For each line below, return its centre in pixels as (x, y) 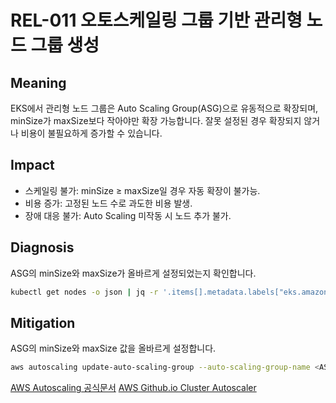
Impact (32, 165)
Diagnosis (42, 247)
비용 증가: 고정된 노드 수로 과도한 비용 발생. (108, 203)
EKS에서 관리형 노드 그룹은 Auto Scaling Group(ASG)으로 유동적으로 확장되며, (164, 108)
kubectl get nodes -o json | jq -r (84, 292)
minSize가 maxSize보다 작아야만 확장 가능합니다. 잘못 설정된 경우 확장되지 (156, 120)
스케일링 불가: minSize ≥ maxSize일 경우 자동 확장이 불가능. (142, 190)
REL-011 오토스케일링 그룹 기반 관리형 (156, 20)
